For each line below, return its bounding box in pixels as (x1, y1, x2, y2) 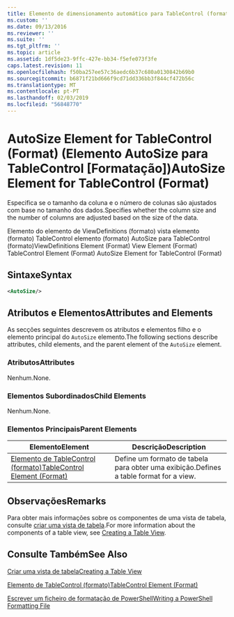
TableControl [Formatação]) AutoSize (7, 161, 226, 176)
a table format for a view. (114, 471, 196, 481)
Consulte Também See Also (7, 549, 127, 561)
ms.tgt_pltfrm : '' (7, 43, 61, 49)
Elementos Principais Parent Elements (7, 424, 137, 434)
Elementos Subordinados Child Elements (7, 391, 146, 401)
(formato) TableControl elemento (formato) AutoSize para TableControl (7, 234, 210, 243)
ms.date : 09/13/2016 (7, 23, 68, 30)
